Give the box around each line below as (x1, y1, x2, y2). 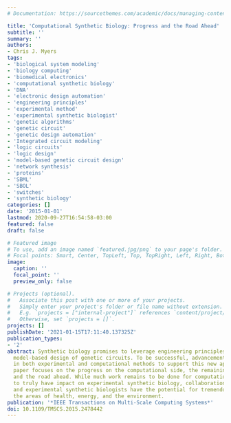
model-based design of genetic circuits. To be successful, (13, 354, 189, 361)
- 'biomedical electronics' (7, 74, 88, 80)
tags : (7, 54, 23, 62)
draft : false (7, 227, 45, 234)
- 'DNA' (7, 87, 30, 94)
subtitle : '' (7, 29, 45, 36)
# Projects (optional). (7, 290, 76, 297)
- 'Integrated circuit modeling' (7, 138, 103, 144)
